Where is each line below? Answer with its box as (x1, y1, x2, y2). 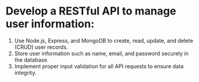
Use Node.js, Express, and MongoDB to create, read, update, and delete (14, 37, 194, 44)
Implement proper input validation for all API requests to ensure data (14, 62, 184, 70)
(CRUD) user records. (14, 43, 69, 51)
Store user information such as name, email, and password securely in (14, 49, 189, 57)
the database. (14, 56, 49, 63)
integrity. (14, 69, 37, 76)
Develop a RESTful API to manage (5, 4, 177, 18)
